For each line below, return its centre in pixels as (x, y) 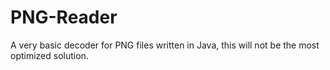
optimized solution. (49, 55)
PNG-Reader (64, 17)
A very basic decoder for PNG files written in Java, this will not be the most (165, 45)
